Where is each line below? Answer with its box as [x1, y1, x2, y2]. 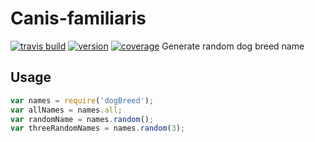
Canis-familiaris [10, 7, 147, 30]
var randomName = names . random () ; [10, 114, 155, 124]
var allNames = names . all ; [10, 105, 123, 115]
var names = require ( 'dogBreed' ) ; [10, 95, 155, 106]
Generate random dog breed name [161, 40, 305, 52]
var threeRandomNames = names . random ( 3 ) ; [10, 123, 186, 134]
